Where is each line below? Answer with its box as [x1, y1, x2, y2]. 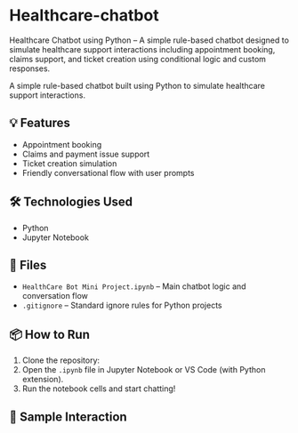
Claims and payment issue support [21, 148, 150, 159]
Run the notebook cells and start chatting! [21, 383, 176, 394]
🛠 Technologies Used [9, 195, 133, 210]
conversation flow [21, 291, 89, 301]
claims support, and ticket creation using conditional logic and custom [9, 53, 267, 64]
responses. [9, 63, 51, 74]
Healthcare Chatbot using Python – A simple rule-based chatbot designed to [9, 35, 289, 45]
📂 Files [9, 257, 47, 272]
